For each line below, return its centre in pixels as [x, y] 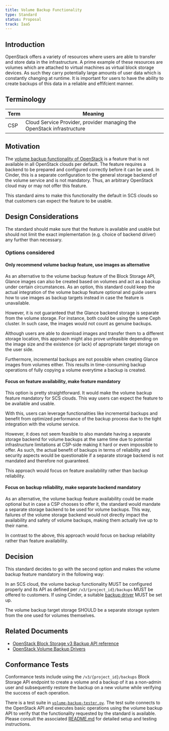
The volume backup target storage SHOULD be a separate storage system [82, 610]
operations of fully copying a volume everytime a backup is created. [76, 370]
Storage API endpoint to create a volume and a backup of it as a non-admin [83, 682]
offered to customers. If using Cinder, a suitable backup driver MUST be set [84, 594]
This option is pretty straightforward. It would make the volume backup [79, 393]
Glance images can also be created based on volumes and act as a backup [83, 281]
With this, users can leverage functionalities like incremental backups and [81, 413]
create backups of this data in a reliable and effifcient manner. [69, 83]
